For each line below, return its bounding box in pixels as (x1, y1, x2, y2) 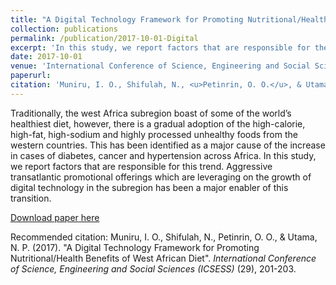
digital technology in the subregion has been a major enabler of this (10, 181, 289, 193)
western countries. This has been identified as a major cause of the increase (10, 139, 326, 151)
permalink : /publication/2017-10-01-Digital (10, 33, 199, 43)
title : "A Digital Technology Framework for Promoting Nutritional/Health (10, 14, 329, 25)
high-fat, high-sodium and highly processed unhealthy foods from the (10, 128, 298, 140)
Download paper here (10, 211, 100, 223)
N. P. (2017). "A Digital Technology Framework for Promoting (10, 241, 260, 253)
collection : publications (10, 24, 118, 34)
